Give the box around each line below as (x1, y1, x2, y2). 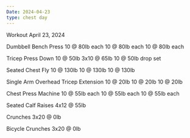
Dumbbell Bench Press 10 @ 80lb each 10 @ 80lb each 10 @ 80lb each (6, 43, 185, 50)
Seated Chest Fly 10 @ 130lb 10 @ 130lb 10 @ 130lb (6, 66, 135, 73)
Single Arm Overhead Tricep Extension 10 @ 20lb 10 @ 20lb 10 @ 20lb (6, 78, 183, 85)
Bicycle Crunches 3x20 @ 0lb (6, 125, 81, 132)
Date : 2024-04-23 (6, 8, 51, 15)
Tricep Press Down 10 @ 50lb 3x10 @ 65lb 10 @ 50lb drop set (6, 54, 161, 62)
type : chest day (6, 15, 47, 21)
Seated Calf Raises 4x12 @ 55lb (6, 101, 86, 109)
